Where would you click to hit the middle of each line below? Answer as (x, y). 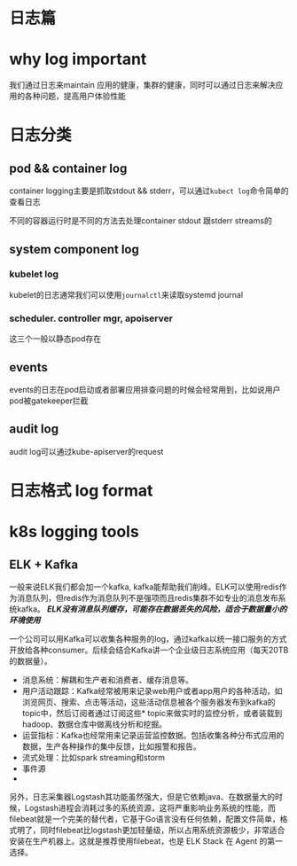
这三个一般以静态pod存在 (55, 339)
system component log (74, 249)
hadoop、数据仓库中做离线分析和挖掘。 (94, 724)
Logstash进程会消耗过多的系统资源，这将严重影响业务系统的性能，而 (150, 807)
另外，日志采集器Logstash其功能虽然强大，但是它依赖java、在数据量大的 (142, 796)
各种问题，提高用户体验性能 (75, 96)
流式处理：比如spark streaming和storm (94, 757)
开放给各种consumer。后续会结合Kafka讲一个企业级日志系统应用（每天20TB (149, 650)
